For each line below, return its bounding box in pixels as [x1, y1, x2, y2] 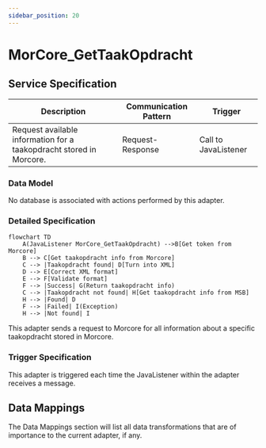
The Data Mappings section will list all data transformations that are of [8, 422, 237, 432]
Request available [12, 124, 78, 135]
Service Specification [8, 77, 117, 91]
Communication [126, 101, 188, 112]
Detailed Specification [8, 215, 96, 226]
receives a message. [8, 378, 76, 388]
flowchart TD [8, 233, 51, 242]
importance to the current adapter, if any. [8, 431, 142, 440]
